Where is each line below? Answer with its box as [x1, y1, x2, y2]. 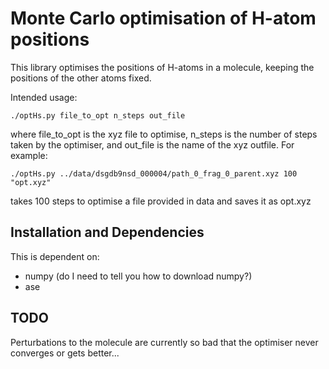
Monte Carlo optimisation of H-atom [10, 7, 317, 30]
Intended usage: [10, 91, 78, 103]
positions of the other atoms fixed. [10, 72, 152, 84]
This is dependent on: [10, 250, 100, 262]
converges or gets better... [10, 347, 120, 359]
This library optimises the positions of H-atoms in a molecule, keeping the [10, 61, 315, 73]
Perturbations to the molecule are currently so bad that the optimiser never [10, 336, 319, 348]
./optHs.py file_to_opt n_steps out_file [10, 110, 186, 121]
